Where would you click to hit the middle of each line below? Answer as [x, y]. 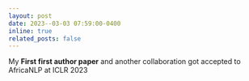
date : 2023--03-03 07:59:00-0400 [65, 23]
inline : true [30, 31]
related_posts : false [45, 38]
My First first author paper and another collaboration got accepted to [124, 62]
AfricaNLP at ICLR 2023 [48, 70]
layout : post [30, 16]
